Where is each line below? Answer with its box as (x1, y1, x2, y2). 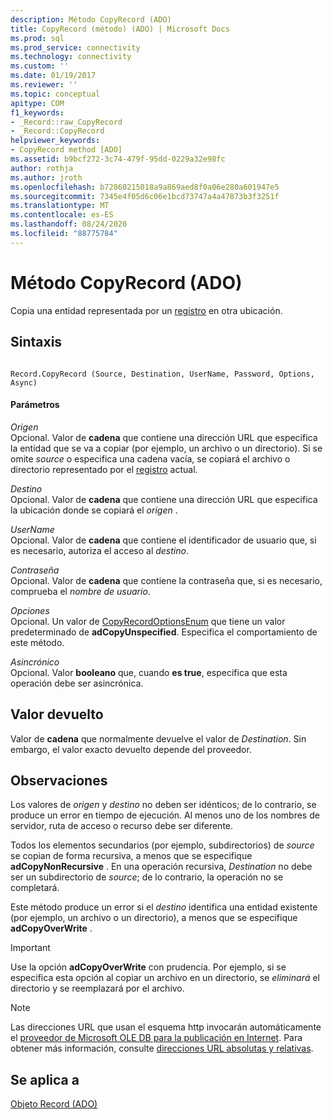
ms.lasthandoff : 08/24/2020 (10, 219, 128, 230)
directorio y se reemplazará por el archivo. (10, 982, 185, 995)
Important (10, 942, 51, 954)
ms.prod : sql (10, 33, 65, 43)
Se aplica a (10, 1071, 80, 1088)
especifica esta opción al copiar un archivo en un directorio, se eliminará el (10, 972, 320, 984)
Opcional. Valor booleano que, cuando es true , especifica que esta (10, 666, 288, 678)
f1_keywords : (10, 107, 65, 118)
